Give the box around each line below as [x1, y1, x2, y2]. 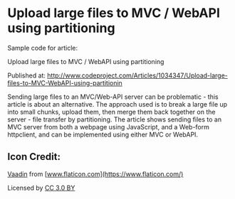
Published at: [7, 71, 46, 80]
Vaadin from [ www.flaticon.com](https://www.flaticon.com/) [7, 169, 184, 178]
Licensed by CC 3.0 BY [7, 183, 75, 192]
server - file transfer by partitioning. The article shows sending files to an [7, 115, 222, 124]
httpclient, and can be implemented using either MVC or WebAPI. [7, 130, 198, 139]
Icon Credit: [7, 151, 61, 163]
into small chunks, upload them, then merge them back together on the [7, 107, 216, 116]
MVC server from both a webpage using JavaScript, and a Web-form [7, 122, 210, 131]
